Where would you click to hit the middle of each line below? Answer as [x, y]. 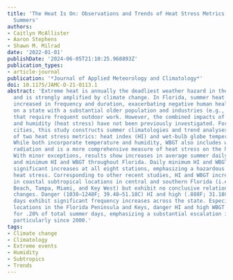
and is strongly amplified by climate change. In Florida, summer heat [119, 98]
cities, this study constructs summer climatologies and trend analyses [121, 130]
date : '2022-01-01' [35, 53]
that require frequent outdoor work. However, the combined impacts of [119, 117]
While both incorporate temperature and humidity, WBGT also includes [118, 143]
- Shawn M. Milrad [34, 46]
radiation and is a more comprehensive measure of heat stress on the [118, 149]
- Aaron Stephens [32, 40]
